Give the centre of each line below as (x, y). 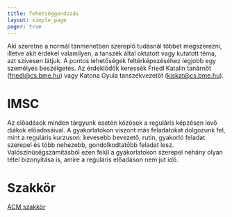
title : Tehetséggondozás (43, 14)
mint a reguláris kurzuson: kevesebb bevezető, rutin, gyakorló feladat (106, 138)
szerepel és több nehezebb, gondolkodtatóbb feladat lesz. (91, 145)
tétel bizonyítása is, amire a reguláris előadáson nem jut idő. (93, 159)
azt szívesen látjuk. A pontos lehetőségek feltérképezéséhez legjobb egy (112, 61)
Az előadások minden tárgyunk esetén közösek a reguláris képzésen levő (112, 123)
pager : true (24, 26)
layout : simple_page (37, 20)
